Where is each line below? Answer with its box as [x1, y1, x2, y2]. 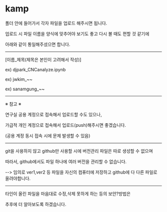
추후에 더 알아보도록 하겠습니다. [5, 201, 67, 207]
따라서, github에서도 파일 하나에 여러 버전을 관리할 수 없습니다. [5, 158, 127, 165]
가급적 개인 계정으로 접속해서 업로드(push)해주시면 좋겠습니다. [5, 122, 126, 128]
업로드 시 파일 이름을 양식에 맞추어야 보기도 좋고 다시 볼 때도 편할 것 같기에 [5, 30, 150, 36]
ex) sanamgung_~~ [5, 86, 45, 92]
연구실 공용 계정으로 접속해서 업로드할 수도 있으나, [5, 111, 102, 117]
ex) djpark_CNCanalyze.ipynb [5, 66, 66, 72]
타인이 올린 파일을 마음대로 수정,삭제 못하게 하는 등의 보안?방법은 [5, 191, 131, 197]
